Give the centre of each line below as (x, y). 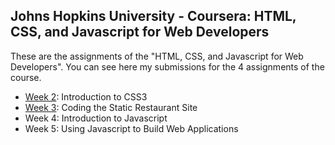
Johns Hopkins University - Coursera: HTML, (153, 16)
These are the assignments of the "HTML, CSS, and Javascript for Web (157, 56)
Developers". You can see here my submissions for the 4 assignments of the (167, 66)
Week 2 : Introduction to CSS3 (86, 96)
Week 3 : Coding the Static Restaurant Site (111, 107)
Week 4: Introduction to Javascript (96, 118)
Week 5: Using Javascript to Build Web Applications (131, 128)
